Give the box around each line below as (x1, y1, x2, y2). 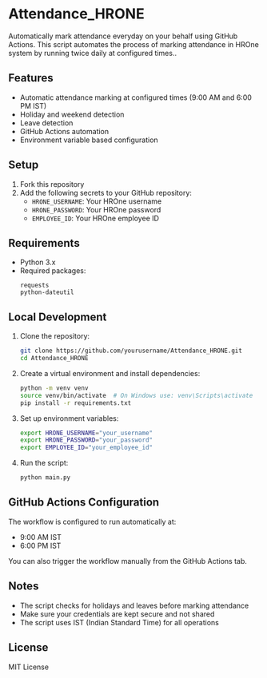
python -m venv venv (19, 384, 89, 392)
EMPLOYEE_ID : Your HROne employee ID (31, 213, 160, 223)
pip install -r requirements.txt (19, 398, 132, 407)
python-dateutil (19, 288, 74, 296)
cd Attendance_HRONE (19, 355, 89, 363)
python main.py (19, 474, 71, 482)
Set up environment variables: (19, 413, 119, 423)
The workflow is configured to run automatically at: (8, 517, 177, 526)
